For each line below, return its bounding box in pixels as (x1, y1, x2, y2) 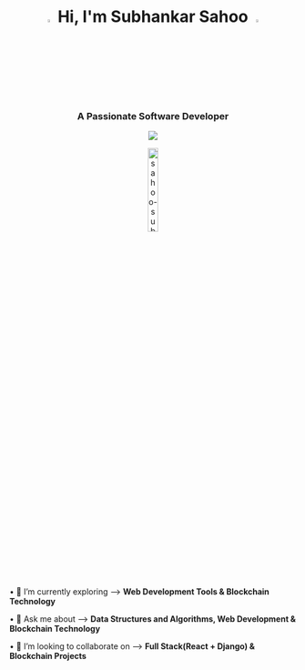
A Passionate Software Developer (76, 109, 229, 122)
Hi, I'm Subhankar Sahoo (57, 6, 249, 27)
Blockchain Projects (9, 650, 86, 661)
